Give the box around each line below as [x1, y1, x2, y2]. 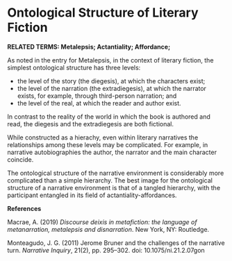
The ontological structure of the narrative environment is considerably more [7, 169, 224, 177]
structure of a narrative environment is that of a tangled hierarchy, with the [7, 183, 221, 192]
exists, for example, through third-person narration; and [17, 92, 177, 100]
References [7, 204, 42, 212]
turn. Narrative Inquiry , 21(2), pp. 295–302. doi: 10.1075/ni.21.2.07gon [7, 246, 205, 254]
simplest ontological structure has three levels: [7, 63, 141, 71]
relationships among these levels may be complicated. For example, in [7, 140, 208, 149]
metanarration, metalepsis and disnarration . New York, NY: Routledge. [7, 225, 210, 233]
